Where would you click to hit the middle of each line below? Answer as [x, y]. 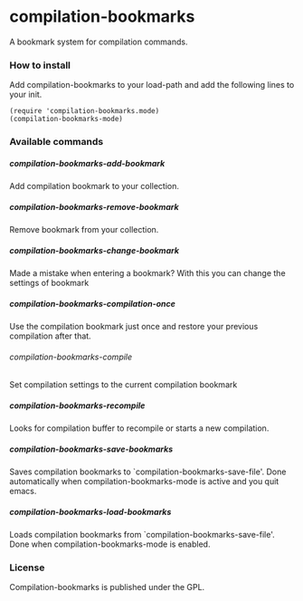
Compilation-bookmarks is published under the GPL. [107, 587]
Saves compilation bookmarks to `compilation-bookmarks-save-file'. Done [148, 472]
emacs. [23, 491]
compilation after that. [51, 336]
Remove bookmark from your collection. [84, 230]
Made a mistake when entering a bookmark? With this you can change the [148, 273]
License [27, 568]
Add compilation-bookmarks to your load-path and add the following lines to [152, 85]
